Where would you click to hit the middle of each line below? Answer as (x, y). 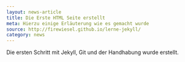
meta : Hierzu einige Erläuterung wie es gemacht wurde (78, 23)
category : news (26, 35)
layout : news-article (34, 12)
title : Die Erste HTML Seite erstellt (56, 18)
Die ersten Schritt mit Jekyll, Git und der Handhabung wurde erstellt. (92, 52)
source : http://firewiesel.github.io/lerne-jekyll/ (74, 29)
